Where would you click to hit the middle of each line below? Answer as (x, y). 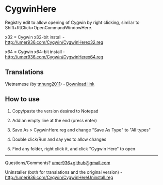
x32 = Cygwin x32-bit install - (35, 37)
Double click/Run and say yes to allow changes (59, 139)
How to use (22, 99)
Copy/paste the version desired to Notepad (55, 111)
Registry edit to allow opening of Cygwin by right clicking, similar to (72, 22)
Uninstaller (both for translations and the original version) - (64, 172)
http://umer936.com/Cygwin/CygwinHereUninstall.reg (59, 177)
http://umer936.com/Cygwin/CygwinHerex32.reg (54, 42)
